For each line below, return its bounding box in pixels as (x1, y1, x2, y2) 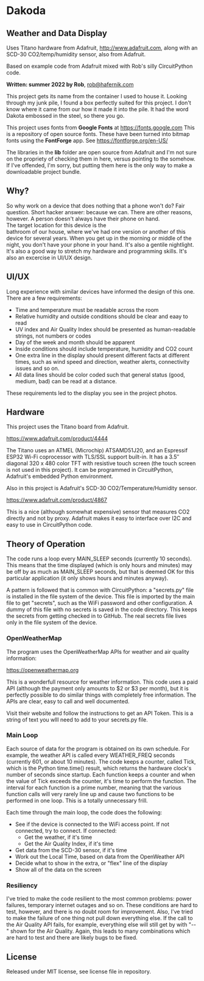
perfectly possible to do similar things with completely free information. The (6, 691, 197, 698)
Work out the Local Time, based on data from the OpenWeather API (15, 853, 185, 860)
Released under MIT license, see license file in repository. (6, 968, 151, 975)
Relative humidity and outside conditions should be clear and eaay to (15, 313, 189, 320)
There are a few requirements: (6, 294, 82, 302)
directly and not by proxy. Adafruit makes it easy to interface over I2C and (6, 515, 192, 522)
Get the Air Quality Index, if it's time (24, 840, 114, 847)
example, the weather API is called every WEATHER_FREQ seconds (6, 751, 175, 759)
